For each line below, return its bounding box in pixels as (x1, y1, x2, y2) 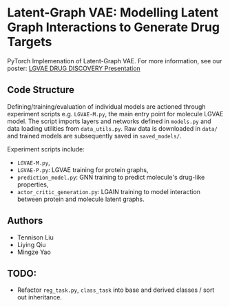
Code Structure (7, 84, 74, 96)
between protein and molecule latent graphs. (17, 195, 145, 203)
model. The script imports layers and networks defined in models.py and (7, 117, 211, 125)
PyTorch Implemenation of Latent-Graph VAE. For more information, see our (7, 56, 222, 65)
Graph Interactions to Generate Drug (7, 19, 220, 35)
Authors (7, 215, 43, 226)
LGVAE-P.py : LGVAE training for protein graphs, (17, 165, 149, 173)
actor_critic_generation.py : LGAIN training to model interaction (17, 187, 201, 195)
